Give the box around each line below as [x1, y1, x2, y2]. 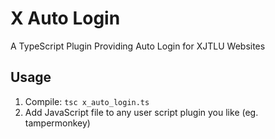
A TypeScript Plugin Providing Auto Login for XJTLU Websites [10, 40, 266, 52]
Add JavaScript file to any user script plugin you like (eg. [24, 106, 259, 118]
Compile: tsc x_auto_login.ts [24, 95, 150, 107]
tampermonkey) [24, 117, 91, 129]
